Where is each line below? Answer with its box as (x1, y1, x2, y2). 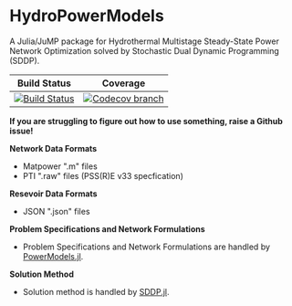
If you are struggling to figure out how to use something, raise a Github (9, 115, 283, 126)
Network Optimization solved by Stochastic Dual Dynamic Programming (9, 45, 280, 56)
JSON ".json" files (22, 206, 90, 216)
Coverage (101, 77, 146, 90)
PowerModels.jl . (22, 250, 84, 261)
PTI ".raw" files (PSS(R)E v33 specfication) (22, 170, 184, 181)
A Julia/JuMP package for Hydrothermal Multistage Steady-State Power (9, 36, 280, 47)
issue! (9, 125, 34, 136)
